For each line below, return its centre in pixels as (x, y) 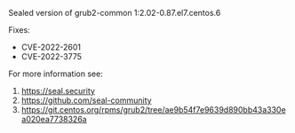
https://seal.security (58, 91)
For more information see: (56, 74)
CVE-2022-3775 (51, 56)
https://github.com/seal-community (86, 100)
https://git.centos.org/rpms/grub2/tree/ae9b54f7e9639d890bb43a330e (153, 110)
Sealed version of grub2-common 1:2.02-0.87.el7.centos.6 (115, 13)
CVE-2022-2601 (51, 47)
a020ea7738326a (54, 119)
